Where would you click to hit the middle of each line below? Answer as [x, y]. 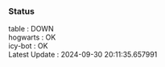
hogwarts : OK [32, 37]
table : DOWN [31, 29]
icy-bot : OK [28, 46]
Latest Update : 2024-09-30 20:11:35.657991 [83, 55]
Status [21, 11]
